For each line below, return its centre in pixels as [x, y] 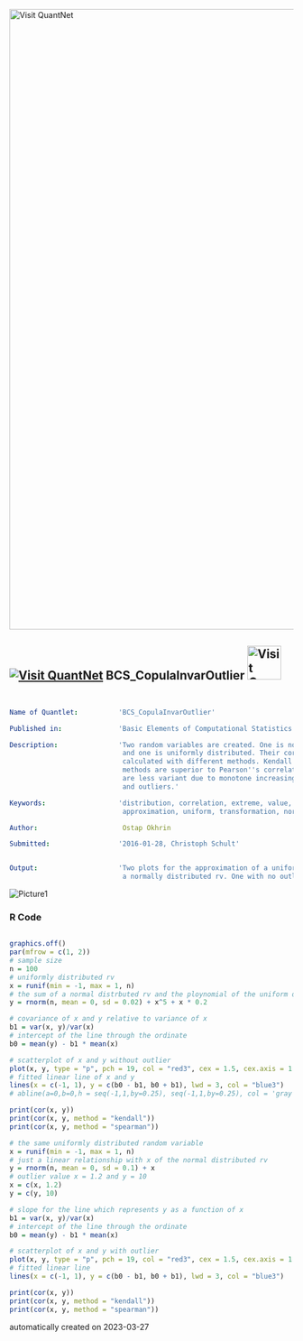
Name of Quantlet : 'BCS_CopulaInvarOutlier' [113, 712]
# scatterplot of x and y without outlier [90, 1060]
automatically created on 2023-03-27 [79, 1327]
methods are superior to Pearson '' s [191, 770]
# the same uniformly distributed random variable [106, 1143]
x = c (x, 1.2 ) [36, 1185]
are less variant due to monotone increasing [209, 779]
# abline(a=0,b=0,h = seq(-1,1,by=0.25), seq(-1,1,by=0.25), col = [139, 1094]
